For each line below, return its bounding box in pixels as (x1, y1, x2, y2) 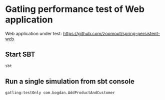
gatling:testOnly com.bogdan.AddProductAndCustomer (5, 91, 115, 96)
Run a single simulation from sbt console (5, 77, 135, 86)
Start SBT (5, 50, 35, 59)
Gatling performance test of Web (5, 3, 145, 15)
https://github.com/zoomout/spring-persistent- (63, 30, 160, 36)
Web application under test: (5, 30, 62, 36)
